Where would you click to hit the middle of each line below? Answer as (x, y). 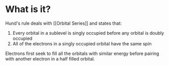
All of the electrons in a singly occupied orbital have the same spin (82, 43)
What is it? (28, 9)
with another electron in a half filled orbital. (50, 58)
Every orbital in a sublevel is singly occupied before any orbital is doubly (88, 33)
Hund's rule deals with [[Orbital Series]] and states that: (63, 23)
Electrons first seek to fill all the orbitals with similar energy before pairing (82, 53)
